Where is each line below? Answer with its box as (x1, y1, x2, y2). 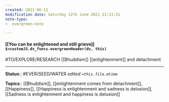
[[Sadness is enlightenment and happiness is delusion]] (5, 91, 120, 97)
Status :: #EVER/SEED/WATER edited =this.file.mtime (5, 71, 118, 77)
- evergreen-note (5, 21, 44, 26)
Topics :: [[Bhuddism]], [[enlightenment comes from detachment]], (5, 80, 143, 86)
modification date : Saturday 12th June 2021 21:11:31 (5, 12, 121, 17)
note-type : (5, 16, 28, 21)
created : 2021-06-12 (5, 7, 49, 12)
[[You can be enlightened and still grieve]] (5, 41, 95, 47)
